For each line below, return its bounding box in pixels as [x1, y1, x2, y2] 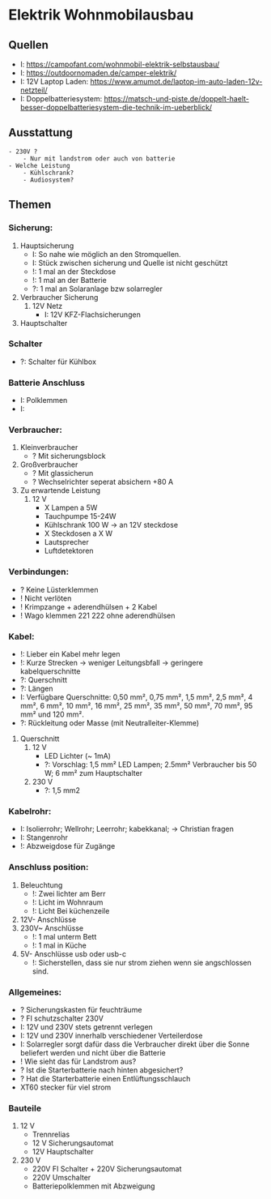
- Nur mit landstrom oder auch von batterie [23, 154, 176, 163]
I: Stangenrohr [19, 833, 69, 842]
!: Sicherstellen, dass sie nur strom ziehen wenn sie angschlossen [32, 957, 252, 967]
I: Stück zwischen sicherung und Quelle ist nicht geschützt [32, 258, 228, 268]
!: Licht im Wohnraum [32, 897, 104, 907]
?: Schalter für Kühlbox [19, 357, 97, 366]
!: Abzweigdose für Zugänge [19, 841, 116, 851]
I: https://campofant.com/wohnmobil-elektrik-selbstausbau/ [19, 59, 220, 69]
